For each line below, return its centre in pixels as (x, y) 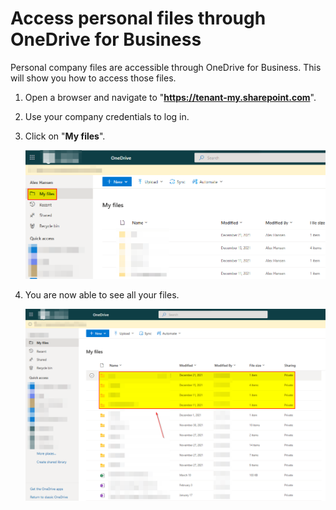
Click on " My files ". (65, 136)
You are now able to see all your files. (102, 294)
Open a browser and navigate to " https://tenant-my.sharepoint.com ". (170, 97)
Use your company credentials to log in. (107, 116)
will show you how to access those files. (93, 78)
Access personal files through (138, 18)
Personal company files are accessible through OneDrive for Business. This (166, 67)
